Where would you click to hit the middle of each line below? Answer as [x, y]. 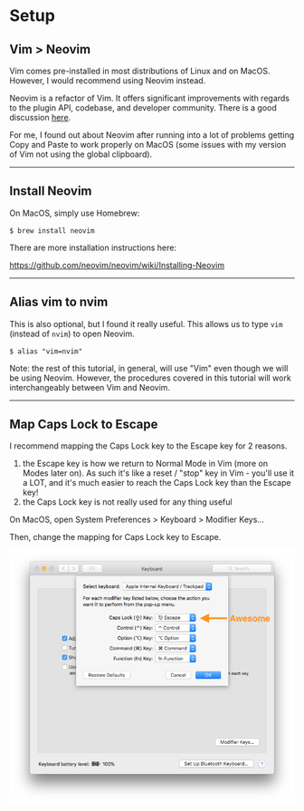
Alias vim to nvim [59, 302]
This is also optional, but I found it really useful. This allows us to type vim [146, 323]
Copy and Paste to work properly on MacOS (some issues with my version [148, 145]
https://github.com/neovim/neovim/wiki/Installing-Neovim [117, 265]
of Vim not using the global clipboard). [81, 154]
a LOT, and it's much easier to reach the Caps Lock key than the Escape [157, 483]
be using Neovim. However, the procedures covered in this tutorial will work [150, 378]
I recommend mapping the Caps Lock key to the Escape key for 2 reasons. [148, 446]
